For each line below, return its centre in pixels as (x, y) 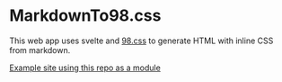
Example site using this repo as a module (85, 68)
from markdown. (40, 50)
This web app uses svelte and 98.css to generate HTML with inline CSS (141, 41)
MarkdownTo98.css (85, 16)
